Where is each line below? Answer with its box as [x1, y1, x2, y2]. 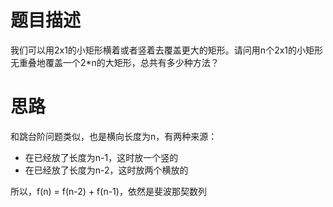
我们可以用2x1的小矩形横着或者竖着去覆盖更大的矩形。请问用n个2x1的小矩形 [10, 44, 324, 56]
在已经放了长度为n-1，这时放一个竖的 [24, 151, 179, 163]
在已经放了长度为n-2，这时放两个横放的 [24, 164, 189, 176]
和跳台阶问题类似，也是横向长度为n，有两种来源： [10, 130, 218, 142]
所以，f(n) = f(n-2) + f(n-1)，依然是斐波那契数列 [10, 185, 207, 197]
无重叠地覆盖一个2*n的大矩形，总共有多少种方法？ [10, 56, 220, 68]
